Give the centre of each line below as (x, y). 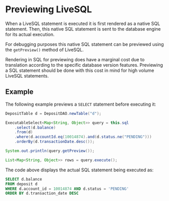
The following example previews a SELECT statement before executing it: (81, 104)
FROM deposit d (21, 184)
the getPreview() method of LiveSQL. (45, 49)
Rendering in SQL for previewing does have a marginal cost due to (75, 59)
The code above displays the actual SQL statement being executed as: (79, 170)
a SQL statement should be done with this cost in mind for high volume (80, 70)
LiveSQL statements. (27, 76)
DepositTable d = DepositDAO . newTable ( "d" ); (53, 113)
